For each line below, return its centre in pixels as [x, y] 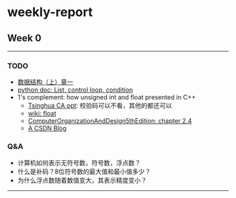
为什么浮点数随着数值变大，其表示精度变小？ [82, 180]
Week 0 [25, 38]
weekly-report [50, 12]
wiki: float [42, 113]
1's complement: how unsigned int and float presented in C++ [107, 97]
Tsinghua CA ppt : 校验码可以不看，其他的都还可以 [100, 106]
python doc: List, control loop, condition [75, 90]
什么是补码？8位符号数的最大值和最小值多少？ [84, 171]
